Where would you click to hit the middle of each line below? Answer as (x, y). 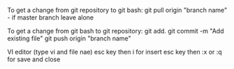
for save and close (34, 59)
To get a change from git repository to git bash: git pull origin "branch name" (117, 10)
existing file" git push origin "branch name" (69, 38)
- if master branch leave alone (51, 17)
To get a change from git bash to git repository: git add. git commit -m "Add (116, 31)
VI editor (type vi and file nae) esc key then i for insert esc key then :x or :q (115, 52)
